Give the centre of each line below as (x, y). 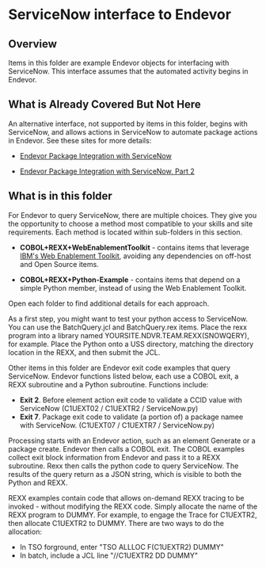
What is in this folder (60, 196)
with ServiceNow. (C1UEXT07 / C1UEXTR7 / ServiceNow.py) (117, 425)
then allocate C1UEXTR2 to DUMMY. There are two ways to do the (116, 523)
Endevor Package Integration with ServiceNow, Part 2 (107, 171)
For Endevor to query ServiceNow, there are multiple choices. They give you (133, 215)
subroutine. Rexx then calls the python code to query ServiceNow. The (123, 466)
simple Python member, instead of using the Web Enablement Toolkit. (133, 288)
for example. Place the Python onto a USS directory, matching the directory (131, 344)
